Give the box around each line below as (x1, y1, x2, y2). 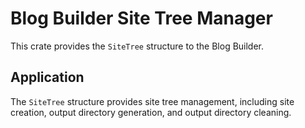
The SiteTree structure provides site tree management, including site (10, 95, 295, 107)
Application (10, 69, 85, 86)
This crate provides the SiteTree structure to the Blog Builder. (10, 40, 265, 52)
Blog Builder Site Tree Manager (10, 7, 273, 30)
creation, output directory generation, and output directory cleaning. (10, 106, 292, 118)
